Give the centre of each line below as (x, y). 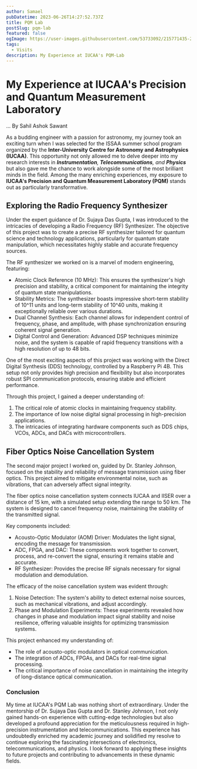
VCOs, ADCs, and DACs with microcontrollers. (70, 433)
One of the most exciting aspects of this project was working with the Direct (98, 360)
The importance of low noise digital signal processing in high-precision (100, 414)
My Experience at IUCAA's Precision (96, 84)
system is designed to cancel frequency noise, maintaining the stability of (95, 508)
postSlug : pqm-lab (28, 28)
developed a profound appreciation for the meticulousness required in (91, 724)
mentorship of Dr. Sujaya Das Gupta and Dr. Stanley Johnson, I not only (92, 711)
